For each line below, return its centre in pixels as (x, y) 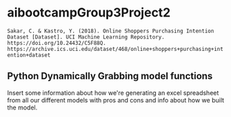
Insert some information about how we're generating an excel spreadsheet (113, 93)
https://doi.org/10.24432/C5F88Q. (57, 43)
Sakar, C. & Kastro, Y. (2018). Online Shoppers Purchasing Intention (111, 31)
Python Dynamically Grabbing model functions (110, 76)
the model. (22, 107)
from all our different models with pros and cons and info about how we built (116, 100)
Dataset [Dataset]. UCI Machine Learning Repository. (86, 37)
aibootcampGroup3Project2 (89, 13)
